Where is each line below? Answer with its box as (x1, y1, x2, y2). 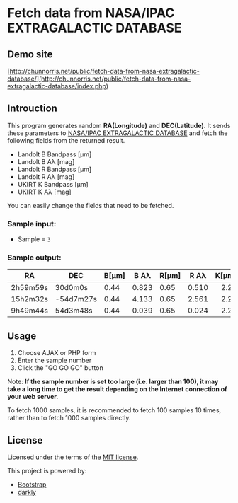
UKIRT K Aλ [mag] (17, 187, 72, 196)
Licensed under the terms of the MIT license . (7, 453, 139, 461)
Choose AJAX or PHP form (17, 349, 96, 357)
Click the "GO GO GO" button (17, 364, 104, 372)
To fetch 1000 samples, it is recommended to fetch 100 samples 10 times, (7, 406, 222, 415)
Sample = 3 (17, 235, 51, 243)
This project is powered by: (7, 467, 87, 475)
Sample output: (7, 253, 62, 262)
